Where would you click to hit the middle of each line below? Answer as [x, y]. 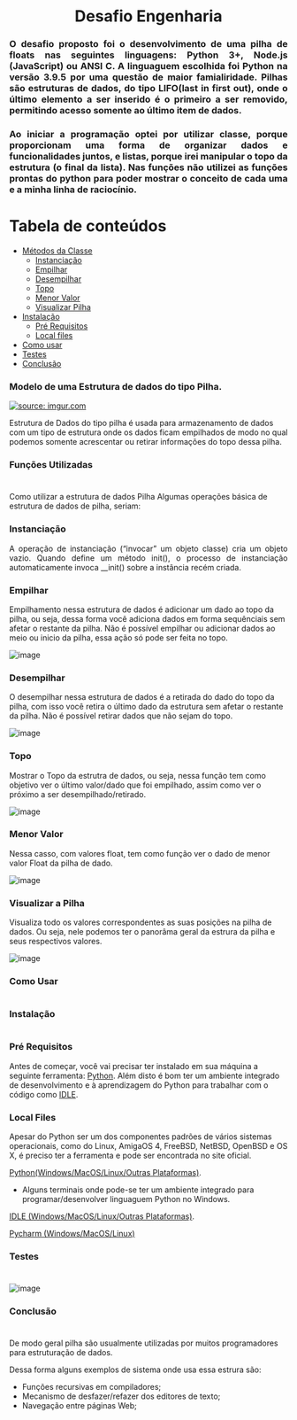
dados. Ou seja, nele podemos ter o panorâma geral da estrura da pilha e [142, 932]
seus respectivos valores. [56, 942]
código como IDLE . [44, 1094]
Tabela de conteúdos [88, 226]
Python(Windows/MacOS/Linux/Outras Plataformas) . [105, 1173]
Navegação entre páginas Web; [79, 1406]
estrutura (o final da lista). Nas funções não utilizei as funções [148, 167]
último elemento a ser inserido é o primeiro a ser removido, [148, 99]
